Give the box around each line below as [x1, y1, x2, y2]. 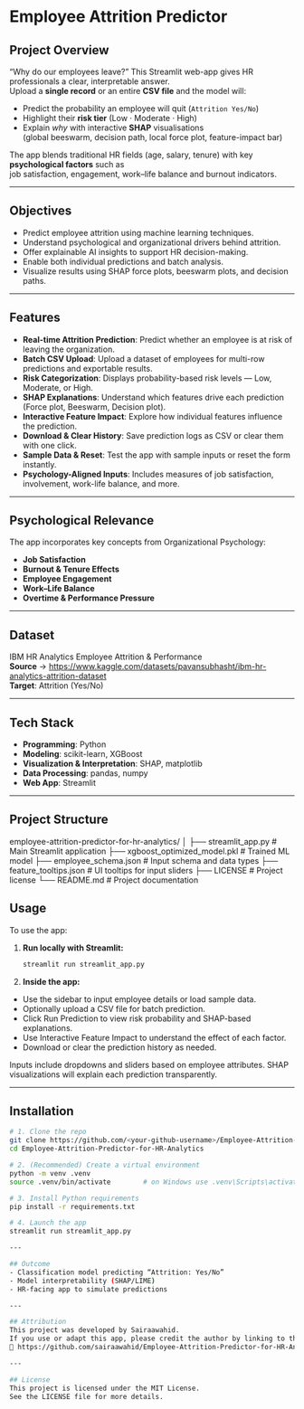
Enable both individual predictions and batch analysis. [22, 256, 224, 267]
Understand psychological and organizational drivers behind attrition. [22, 237, 281, 248]
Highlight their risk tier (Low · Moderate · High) [22, 113, 197, 123]
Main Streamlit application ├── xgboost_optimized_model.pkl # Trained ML [9, 846, 290, 856]
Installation [9, 1103, 74, 1119]
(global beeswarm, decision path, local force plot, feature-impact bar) [22, 132, 283, 142]
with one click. [22, 440, 77, 450]
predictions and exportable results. [22, 363, 153, 374]
